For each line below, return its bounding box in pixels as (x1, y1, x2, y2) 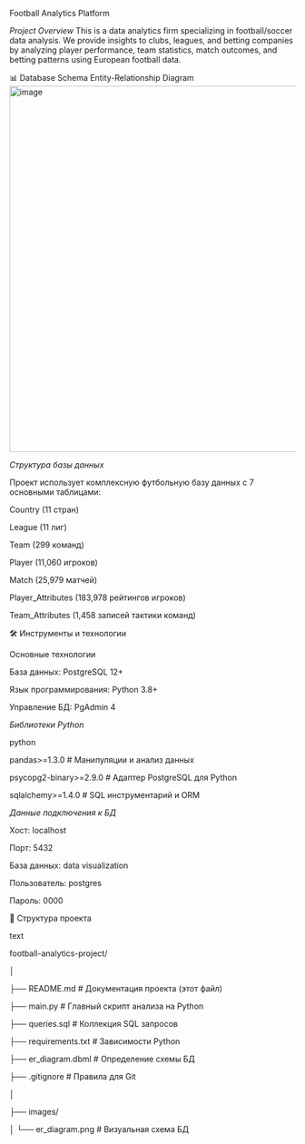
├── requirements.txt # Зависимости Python (9, 1036, 181, 1047)
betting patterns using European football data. (9, 54, 182, 64)
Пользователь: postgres (9, 878, 103, 888)
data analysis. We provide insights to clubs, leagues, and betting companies (9, 35, 293, 45)
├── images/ (9, 1107, 59, 1117)
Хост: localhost (9, 825, 66, 835)
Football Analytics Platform (9, 8, 111, 18)
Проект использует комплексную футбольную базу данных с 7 (9, 477, 254, 488)
